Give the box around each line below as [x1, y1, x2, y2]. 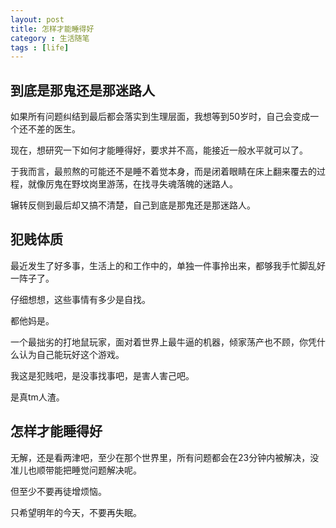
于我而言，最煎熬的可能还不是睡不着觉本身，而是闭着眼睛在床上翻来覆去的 [10, 166, 317, 178]
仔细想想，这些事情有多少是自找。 [10, 293, 151, 305]
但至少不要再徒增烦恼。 [10, 485, 107, 497]
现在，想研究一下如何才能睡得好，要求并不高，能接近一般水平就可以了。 [10, 144, 308, 156]
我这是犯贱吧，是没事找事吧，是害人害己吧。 [10, 369, 195, 381]
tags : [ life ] [10, 42, 70, 53]
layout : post [10, 14, 65, 25]
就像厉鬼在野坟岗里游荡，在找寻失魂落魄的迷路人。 [27, 178, 238, 190]
